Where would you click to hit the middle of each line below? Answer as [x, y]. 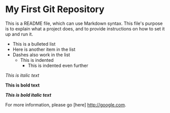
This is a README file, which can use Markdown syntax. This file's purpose [84, 23]
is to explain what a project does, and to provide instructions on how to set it [85, 28]
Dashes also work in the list [41, 55]
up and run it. [19, 34]
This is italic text [22, 75]
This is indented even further [58, 65]
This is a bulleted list [34, 44]
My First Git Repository [55, 9]
